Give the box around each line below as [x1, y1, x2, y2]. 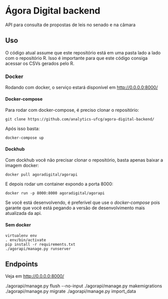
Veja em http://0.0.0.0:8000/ [5, 273, 65, 279]
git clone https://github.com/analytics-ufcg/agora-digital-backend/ [5, 117, 155, 122]
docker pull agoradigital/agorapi [5, 172, 78, 177]
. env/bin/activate [5, 237, 46, 243]
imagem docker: [5, 163, 39, 169]
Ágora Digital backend [5, 5, 101, 17]
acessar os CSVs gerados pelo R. [5, 60, 75, 66]
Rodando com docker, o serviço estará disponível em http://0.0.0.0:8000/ [5, 85, 158, 91]
